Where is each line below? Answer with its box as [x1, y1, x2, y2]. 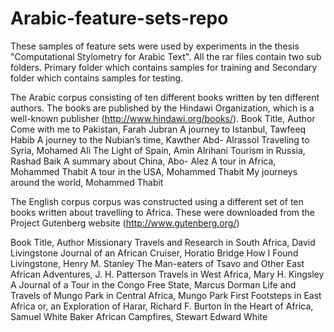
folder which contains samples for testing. [10, 72, 184, 84]
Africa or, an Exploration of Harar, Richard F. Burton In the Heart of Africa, [10, 300, 314, 312]
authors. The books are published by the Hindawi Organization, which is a [10, 102, 315, 114]
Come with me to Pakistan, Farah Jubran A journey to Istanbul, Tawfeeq [10, 123, 307, 135]
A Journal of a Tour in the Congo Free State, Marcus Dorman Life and [10, 278, 297, 291]
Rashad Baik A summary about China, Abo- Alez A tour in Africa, [10, 155, 277, 167]
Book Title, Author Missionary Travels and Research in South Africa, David [10, 236, 316, 248]
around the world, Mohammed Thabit [10, 176, 164, 188]
